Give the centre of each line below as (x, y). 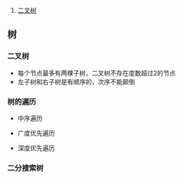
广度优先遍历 (36, 133)
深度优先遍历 (36, 148)
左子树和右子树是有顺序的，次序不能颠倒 (76, 81)
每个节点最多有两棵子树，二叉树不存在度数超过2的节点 (96, 73)
